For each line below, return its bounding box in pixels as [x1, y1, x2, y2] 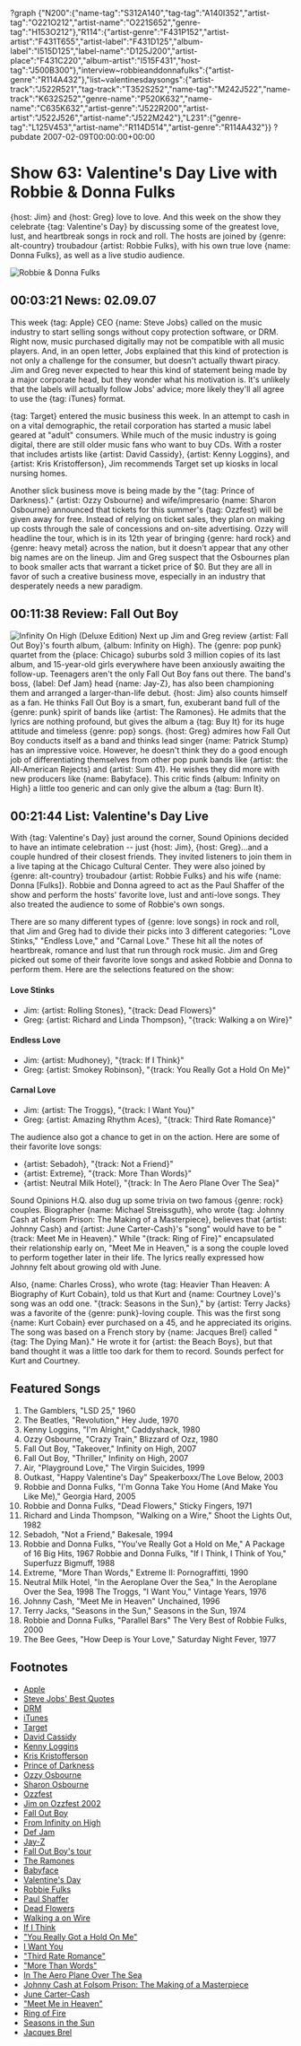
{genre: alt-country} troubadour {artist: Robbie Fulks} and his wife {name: [10, 870, 281, 882]
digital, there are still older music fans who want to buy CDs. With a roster [10, 439, 282, 449]
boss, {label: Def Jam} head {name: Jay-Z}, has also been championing [10, 677, 274, 689]
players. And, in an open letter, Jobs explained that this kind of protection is [10, 345, 289, 356]
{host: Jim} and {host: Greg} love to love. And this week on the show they [10, 211, 281, 222]
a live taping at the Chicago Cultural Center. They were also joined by [10, 861, 266, 872]
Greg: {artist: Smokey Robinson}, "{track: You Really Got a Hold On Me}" [22, 1064, 290, 1075]
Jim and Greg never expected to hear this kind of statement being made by [10, 364, 288, 375]
